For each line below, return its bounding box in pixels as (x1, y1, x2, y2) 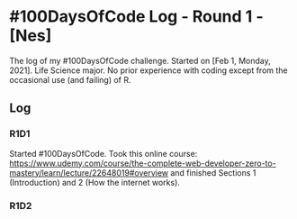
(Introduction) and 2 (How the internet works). (9, 177, 180, 187)
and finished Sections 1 (170, 167, 256, 178)
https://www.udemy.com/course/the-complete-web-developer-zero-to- (9, 158, 276, 169)
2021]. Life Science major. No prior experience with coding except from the (9, 65, 288, 76)
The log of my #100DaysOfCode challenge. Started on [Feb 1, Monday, (9, 55, 272, 66)
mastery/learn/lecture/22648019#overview (9, 167, 169, 178)
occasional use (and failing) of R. (9, 74, 131, 85)
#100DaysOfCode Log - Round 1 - (9, 6, 264, 27)
